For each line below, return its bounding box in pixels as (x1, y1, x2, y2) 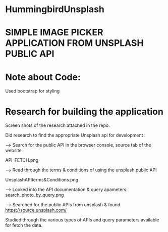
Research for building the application (5, 106, 164, 117)
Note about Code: (5, 71, 81, 83)
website (5, 148, 22, 154)
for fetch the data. (5, 222, 43, 228)
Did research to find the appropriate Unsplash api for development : (5, 132, 146, 138)
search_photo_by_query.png (5, 192, 64, 198)
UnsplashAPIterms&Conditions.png (5, 177, 79, 183)
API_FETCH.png (5, 157, 39, 163)
